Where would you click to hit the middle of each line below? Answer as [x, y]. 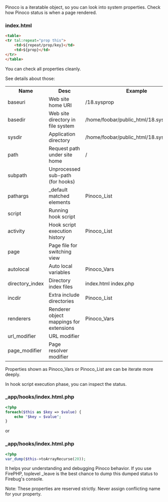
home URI [60, 105]
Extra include [64, 295]
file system [61, 126]
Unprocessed [65, 169]
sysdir [15, 137]
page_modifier [25, 350]
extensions [61, 328]
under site [60, 155]
